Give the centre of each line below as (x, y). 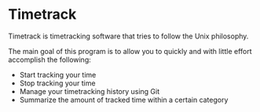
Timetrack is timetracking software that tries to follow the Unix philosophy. (128, 36)
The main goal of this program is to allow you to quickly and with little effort (130, 51)
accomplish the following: (50, 60)
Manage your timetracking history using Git (90, 91)
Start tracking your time (58, 74)
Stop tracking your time (57, 83)
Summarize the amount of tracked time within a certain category (124, 99)
